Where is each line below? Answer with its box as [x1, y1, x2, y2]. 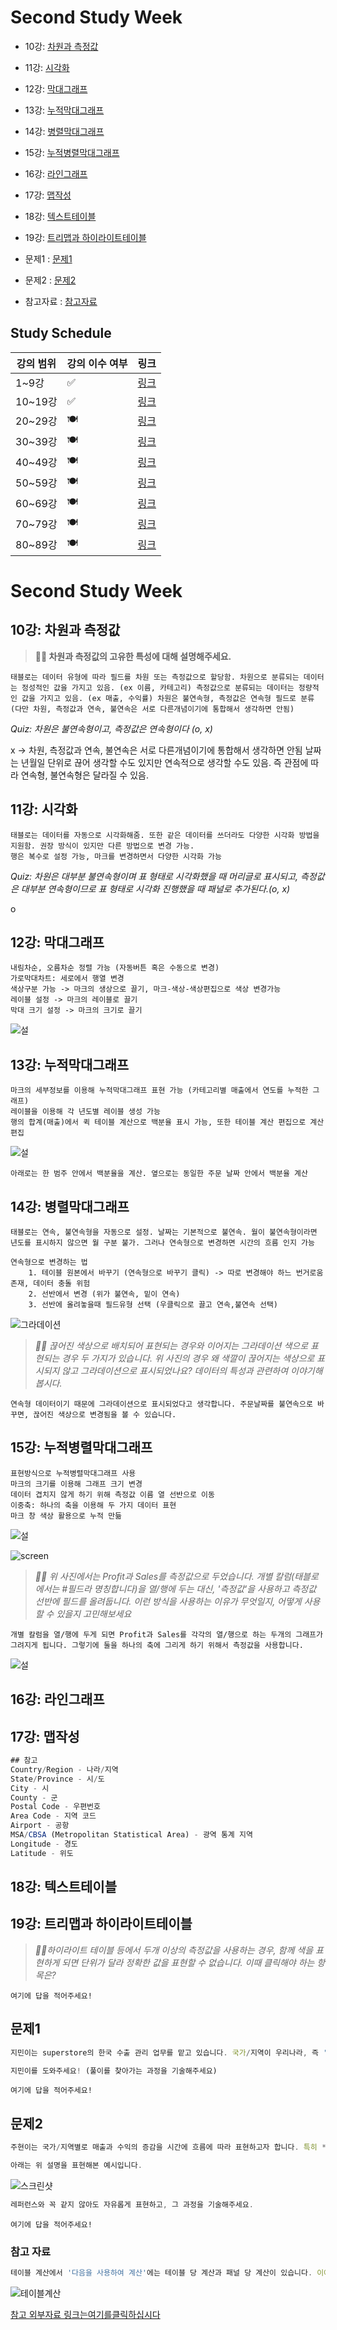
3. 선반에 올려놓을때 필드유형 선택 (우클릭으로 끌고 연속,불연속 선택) [28, 1300, 279, 1310]
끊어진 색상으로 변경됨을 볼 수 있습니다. [33, 1410, 177, 1420]
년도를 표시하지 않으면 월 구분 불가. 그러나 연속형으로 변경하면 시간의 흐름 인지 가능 [10, 1238, 315, 1248]
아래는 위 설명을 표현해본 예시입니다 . [10, 2161, 143, 2171]
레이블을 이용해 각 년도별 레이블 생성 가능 [10, 1107, 161, 1117]
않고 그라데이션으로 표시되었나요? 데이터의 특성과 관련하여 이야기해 [61, 1365, 323, 1376]
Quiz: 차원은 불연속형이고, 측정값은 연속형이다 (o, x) [10, 722, 213, 735]
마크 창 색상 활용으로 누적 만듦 [10, 1511, 123, 1521]
